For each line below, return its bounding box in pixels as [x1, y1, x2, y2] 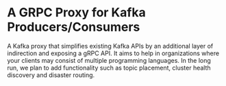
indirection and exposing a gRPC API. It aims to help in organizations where [7, 49, 220, 57]
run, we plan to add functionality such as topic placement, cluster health [7, 63, 211, 72]
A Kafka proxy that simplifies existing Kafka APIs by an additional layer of [7, 42, 214, 50]
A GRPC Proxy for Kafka [7, 5, 146, 20]
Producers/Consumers [7, 19, 140, 35]
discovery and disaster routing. [7, 70, 95, 79]
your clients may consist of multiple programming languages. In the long [7, 56, 211, 64]
